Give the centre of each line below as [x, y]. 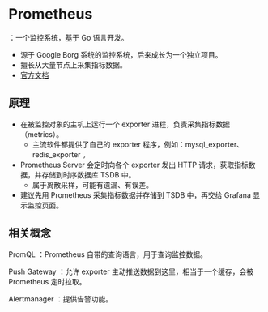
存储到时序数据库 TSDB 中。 [89, 174]
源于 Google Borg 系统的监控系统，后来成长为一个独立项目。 [121, 54]
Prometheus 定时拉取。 [47, 281]
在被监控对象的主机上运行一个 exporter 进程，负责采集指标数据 [125, 124]
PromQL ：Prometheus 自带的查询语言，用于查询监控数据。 [108, 254]
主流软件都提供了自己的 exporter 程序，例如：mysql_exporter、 [138, 144]
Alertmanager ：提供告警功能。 [61, 299]
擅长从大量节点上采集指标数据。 [73, 65]
